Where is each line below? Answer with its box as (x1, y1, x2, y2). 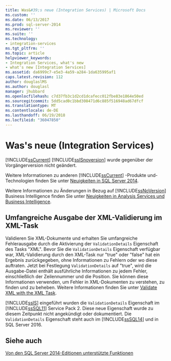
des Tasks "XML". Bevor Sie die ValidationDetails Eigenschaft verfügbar (5, 246, 161, 252)
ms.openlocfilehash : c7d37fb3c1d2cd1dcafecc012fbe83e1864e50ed (5, 94, 144, 99)
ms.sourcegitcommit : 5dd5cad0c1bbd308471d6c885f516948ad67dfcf (5, 98, 144, 103)
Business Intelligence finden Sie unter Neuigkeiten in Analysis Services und (5, 193, 165, 199)
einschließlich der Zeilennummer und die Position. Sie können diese (5, 273, 149, 279)
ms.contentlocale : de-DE (5, 108, 59, 113)
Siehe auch (5, 336, 42, 345)
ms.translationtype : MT (5, 103, 56, 109)
